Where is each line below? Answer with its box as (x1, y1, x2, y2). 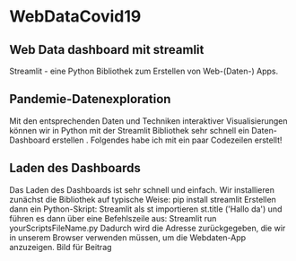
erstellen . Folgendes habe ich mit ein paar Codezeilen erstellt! (52, 135, 283, 145)
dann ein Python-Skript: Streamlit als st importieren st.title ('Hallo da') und (9, 204, 283, 214)
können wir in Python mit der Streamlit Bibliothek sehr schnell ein (9, 125, 249, 135)
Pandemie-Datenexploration (9, 91, 171, 107)
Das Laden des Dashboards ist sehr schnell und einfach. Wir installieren (9, 184, 275, 195)
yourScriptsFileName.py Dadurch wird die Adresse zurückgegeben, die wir (9, 222, 286, 233)
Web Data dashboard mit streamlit (9, 42, 205, 57)
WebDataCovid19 (9, 6, 142, 27)
